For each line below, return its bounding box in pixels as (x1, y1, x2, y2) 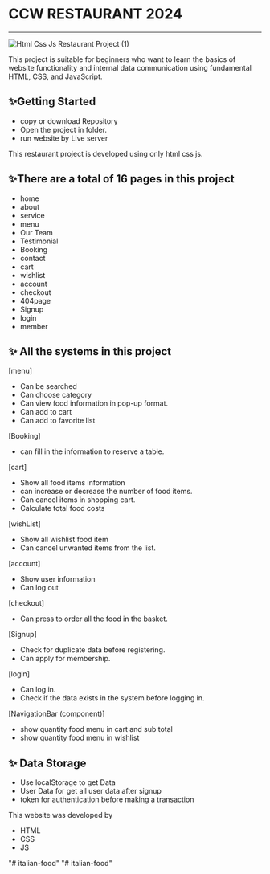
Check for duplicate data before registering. (19, 645, 166, 655)
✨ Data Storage (8, 756, 87, 770)
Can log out (19, 583, 59, 593)
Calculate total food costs (19, 504, 105, 513)
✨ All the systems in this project (8, 345, 172, 358)
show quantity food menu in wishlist (19, 733, 140, 743)
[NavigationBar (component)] (8, 709, 105, 719)
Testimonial (19, 236, 59, 246)
